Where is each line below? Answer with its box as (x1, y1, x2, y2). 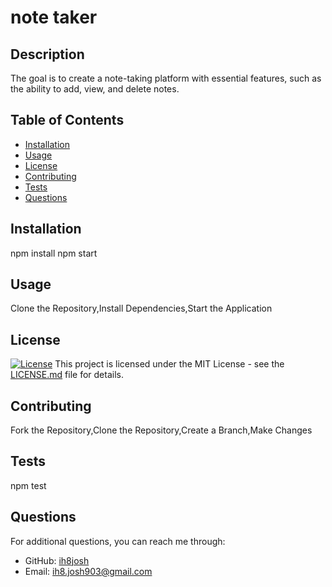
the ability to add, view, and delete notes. (10, 83, 180, 95)
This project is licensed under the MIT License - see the (54, 358, 285, 370)
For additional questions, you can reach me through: (10, 535, 226, 547)
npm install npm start (10, 247, 98, 259)
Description (10, 46, 85, 63)
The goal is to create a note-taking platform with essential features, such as (10, 72, 322, 84)
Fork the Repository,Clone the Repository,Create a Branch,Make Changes (10, 424, 313, 436)
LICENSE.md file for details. (10, 369, 124, 381)
